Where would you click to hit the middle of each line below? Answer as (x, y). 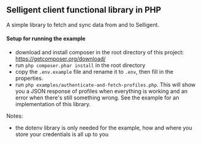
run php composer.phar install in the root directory (80, 65)
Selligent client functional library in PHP (84, 10)
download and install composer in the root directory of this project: (99, 52)
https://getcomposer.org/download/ (60, 59)
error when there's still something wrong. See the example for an (97, 98)
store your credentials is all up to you (62, 134)
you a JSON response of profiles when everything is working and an (101, 92)
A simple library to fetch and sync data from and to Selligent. (83, 24)
